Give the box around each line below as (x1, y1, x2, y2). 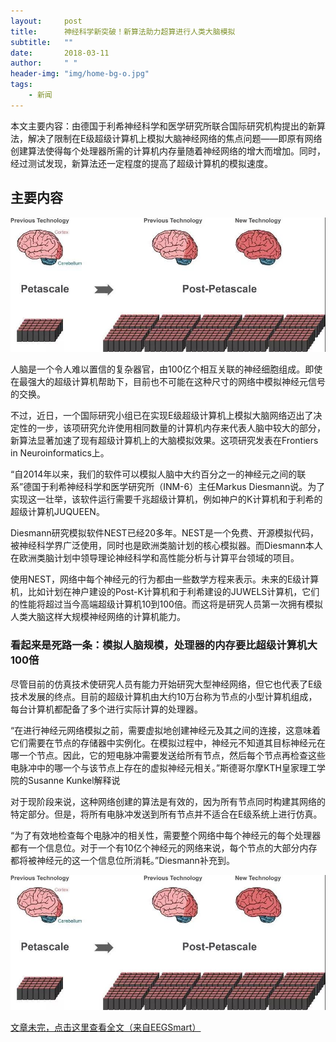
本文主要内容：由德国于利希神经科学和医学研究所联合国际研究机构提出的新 (10, 120, 317, 132)
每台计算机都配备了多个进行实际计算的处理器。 (10, 703, 203, 715)
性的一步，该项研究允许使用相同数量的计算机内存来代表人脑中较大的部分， (18, 422, 326, 434)
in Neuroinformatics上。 (10, 447, 110, 459)
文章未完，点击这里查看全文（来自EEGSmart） (10, 1021, 202, 1033)
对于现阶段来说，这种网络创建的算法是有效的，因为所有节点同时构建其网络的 (10, 795, 326, 807)
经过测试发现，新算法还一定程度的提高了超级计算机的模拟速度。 (10, 157, 273, 169)
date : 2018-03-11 (10, 48, 110, 58)
